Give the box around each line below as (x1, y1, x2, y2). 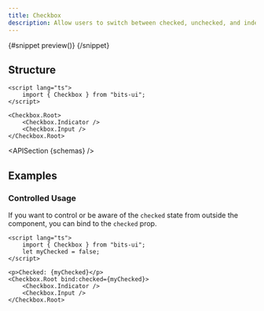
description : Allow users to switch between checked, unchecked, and (8, 19, 241, 27)
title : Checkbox (8, 11, 61, 20)
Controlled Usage (8, 192, 77, 203)
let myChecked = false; (22, 248, 101, 256)
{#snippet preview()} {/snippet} (8, 40, 110, 50)
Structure (8, 63, 57, 76)
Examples (8, 168, 57, 182)
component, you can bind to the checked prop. (8, 219, 157, 228)
